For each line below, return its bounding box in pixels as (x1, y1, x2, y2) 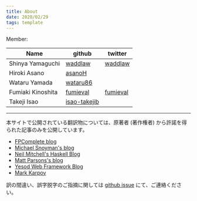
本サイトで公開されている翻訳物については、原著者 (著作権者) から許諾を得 (6, 119, 187, 126)
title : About (6, 8, 38, 15)
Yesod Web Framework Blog (14, 163, 83, 170)
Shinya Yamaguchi (9, 59, 60, 68)
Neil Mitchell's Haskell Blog (14, 150, 80, 158)
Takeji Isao (9, 98, 39, 106)
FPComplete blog (14, 138, 57, 145)
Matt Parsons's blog (14, 157, 63, 164)
